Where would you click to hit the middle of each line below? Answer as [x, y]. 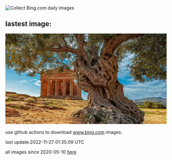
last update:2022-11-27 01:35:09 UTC [45, 142]
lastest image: [28, 24]
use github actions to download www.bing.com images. [64, 132]
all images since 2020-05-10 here [41, 152]
